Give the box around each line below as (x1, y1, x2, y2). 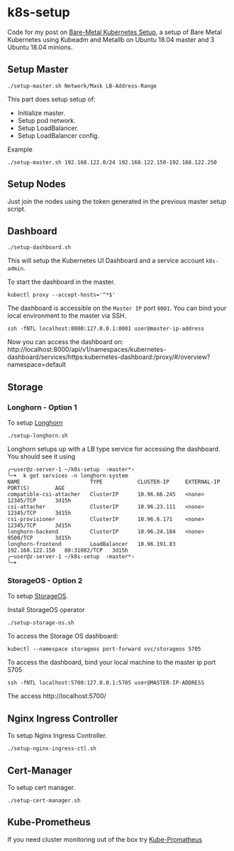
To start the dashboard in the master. (7, 278, 116, 287)
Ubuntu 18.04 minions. (7, 43, 73, 51)
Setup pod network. (17, 116, 76, 124)
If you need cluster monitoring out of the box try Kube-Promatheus (7, 835, 203, 843)
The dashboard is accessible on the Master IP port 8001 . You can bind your (7, 304, 227, 313)
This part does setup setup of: (7, 95, 96, 103)
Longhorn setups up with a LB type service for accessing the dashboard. (7, 445, 221, 454)
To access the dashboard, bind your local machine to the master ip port (7, 658, 216, 667)
